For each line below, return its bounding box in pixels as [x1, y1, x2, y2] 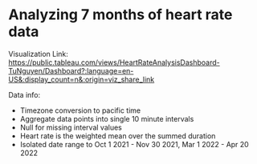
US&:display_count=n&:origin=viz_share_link [8, 74, 155, 84]
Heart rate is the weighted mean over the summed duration [19, 130, 216, 141]
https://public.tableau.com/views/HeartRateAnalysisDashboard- [8, 58, 220, 67]
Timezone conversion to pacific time [19, 106, 141, 115]
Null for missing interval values [19, 122, 122, 132]
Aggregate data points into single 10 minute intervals [19, 114, 194, 123]
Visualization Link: [8, 49, 68, 58]
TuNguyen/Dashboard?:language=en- [8, 66, 134, 75]
